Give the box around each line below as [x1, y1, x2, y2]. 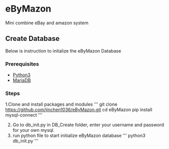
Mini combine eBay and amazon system [5, 20, 89, 26]
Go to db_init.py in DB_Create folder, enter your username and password [12, 122, 164, 128]
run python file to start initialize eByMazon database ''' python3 [12, 132, 146, 139]
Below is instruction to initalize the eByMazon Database [5, 47, 121, 54]
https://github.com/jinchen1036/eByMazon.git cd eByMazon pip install [5, 107, 152, 113]
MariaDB [12, 77, 31, 83]
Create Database [5, 34, 60, 43]
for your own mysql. [12, 127, 55, 133]
